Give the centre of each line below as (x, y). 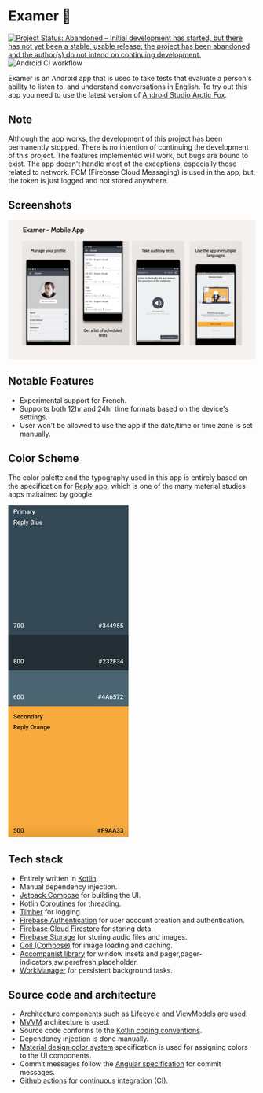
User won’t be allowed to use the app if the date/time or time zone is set (136, 425)
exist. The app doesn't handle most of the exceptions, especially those (122, 164)
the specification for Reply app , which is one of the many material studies (127, 486)
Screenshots (40, 205)
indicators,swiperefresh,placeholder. (79, 962)
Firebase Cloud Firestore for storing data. (86, 929)
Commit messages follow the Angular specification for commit (120, 1064)
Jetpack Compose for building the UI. (80, 895)
